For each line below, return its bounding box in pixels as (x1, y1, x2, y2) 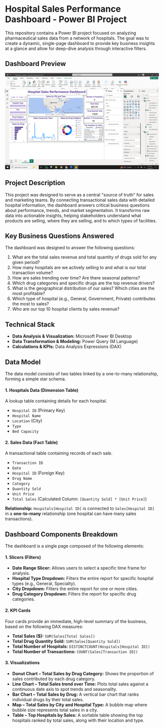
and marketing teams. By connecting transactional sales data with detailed (5, 197, 155, 203)
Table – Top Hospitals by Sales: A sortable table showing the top (12, 712, 143, 718)
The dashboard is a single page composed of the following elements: (5, 543, 144, 549)
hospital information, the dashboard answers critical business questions (5, 202, 150, 208)
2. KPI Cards (5, 607, 31, 614)
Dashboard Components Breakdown (5, 530, 118, 538)
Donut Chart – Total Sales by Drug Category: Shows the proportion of (12, 670, 154, 676)
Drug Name (12, 476, 33, 481)
